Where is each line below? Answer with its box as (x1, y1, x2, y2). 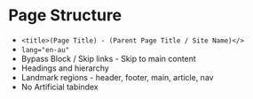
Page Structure (8, 5, 123, 26)
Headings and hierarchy (20, 63, 110, 73)
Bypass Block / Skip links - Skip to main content (20, 53, 196, 64)
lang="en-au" (20, 45, 70, 54)
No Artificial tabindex (20, 81, 99, 92)
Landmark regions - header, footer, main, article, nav (20, 72, 214, 82)
